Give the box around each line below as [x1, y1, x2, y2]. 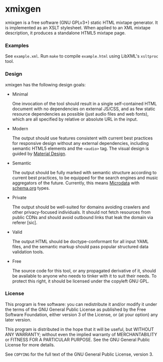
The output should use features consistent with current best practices [12, 135, 153, 141]
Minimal [12, 91, 28, 97]
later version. [5, 317, 32, 322]
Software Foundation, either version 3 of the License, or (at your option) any [5, 311, 158, 318]
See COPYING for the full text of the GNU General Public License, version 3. [5, 351, 154, 357]
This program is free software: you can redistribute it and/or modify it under [5, 301, 157, 307]
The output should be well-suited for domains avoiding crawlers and [12, 204, 150, 210]
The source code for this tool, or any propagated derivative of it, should [12, 267, 156, 274]
